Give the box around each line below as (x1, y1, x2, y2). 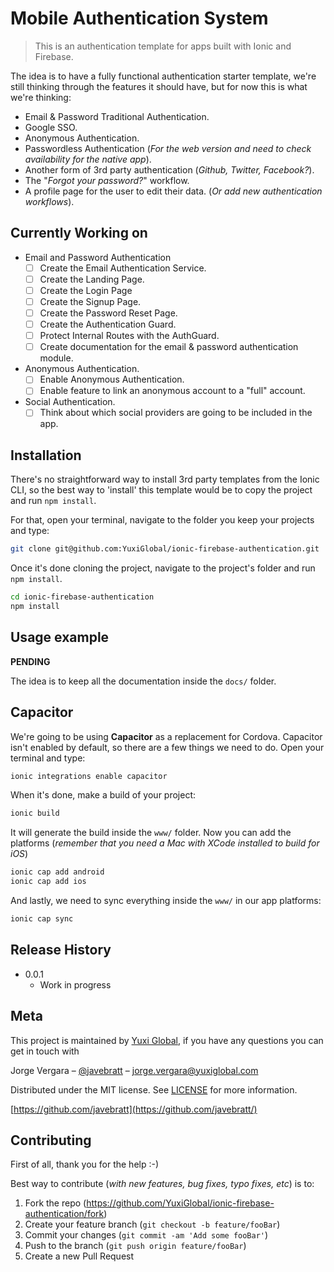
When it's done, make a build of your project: (10, 789, 197, 801)
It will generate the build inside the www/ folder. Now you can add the (10, 827, 292, 839)
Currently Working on (10, 225, 148, 242)
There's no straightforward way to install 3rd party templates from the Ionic (10, 473, 320, 486)
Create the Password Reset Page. (39, 307, 178, 319)
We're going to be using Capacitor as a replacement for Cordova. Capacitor (10, 730, 323, 742)
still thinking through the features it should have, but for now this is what (10, 80, 308, 92)
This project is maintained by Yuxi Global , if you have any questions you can (10, 1034, 324, 1046)
